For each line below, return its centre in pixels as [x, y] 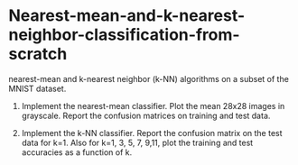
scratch [38, 54]
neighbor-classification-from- [124, 35]
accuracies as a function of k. [77, 152]
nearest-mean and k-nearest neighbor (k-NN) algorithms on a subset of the [149, 78]
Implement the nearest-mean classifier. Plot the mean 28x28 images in [153, 105]
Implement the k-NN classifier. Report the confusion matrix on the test [152, 133]
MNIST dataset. [37, 88]
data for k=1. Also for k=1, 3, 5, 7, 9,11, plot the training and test [137, 142]
